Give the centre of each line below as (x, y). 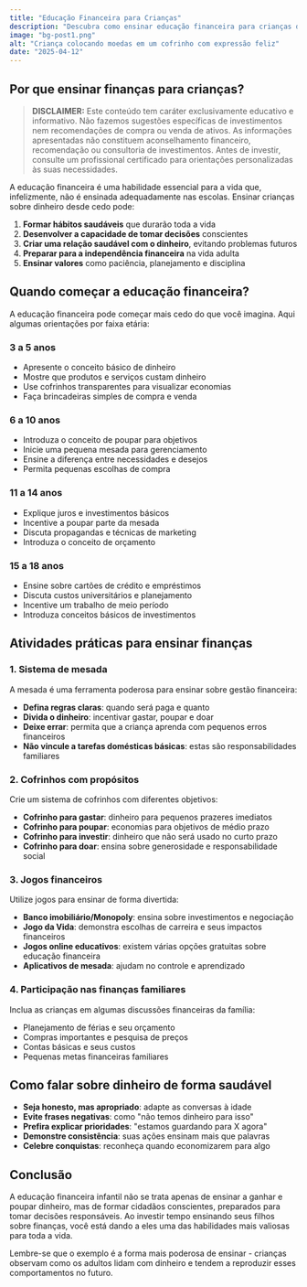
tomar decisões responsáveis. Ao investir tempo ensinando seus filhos (143, 1217)
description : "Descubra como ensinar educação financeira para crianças (151, 27)
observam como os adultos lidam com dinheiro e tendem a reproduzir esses (153, 1263)
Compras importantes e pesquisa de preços (106, 1037)
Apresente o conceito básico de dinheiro (99, 368)
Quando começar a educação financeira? (129, 292)
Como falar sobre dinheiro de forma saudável (141, 1085)
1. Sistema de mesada (58, 670)
